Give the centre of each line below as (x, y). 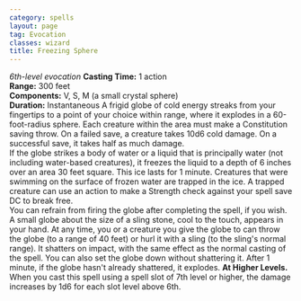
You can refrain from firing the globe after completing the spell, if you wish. (148, 210)
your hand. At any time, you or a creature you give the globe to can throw (145, 229)
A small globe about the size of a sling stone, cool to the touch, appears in (146, 220)
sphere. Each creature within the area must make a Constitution (170, 124)
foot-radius (30, 124)
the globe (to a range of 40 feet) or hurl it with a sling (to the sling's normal (148, 239)
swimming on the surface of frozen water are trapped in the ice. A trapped (147, 181)
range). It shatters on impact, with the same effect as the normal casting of (148, 249)
